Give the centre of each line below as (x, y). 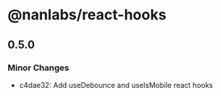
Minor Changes (38, 68)
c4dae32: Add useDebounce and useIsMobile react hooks (116, 85)
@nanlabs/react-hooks (87, 15)
